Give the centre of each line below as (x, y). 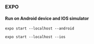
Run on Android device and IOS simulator (47, 18)
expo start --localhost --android (40, 29)
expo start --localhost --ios (35, 37)
